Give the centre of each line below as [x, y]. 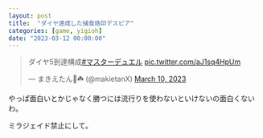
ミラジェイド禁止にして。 [50, 126]
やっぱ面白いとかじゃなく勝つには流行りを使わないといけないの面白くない [131, 99]
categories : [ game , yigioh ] [55, 30]
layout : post [30, 16]
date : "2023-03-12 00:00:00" [57, 38]
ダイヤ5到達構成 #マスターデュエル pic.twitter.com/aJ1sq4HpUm [134, 62]
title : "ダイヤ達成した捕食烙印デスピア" [71, 23]
